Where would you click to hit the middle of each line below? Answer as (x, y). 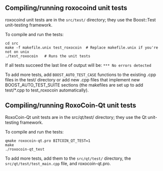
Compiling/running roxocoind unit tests (66, 8)
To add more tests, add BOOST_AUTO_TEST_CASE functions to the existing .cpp (81, 75)
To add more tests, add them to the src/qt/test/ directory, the (68, 158)
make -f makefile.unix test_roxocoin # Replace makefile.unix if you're (82, 47)
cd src (12, 43)
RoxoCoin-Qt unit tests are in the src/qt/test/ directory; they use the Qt (76, 117)
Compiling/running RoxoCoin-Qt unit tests (71, 105)
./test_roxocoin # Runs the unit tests (48, 56)
